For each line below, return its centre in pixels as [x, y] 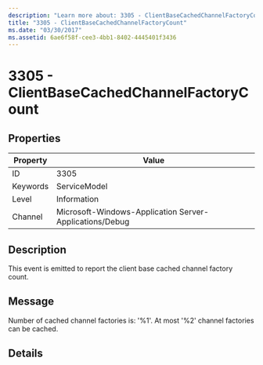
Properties [34, 138]
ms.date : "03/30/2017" [45, 30]
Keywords [31, 187]
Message [31, 302]
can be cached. [33, 328]
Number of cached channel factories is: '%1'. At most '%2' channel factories [131, 320]
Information [77, 199]
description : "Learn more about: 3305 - [75, 15]
